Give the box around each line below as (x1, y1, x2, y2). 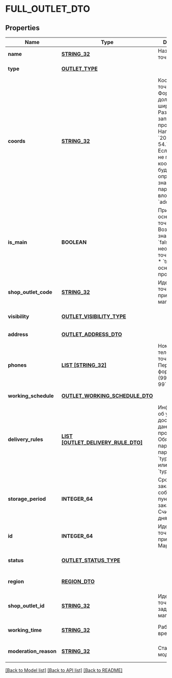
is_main (8, 239, 27, 246)
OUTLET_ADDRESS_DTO (61, 331, 122, 338)
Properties (5, 24, 40, 32)
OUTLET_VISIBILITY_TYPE (61, 313, 126, 320)
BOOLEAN (61, 239, 87, 246)
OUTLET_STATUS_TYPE (61, 557, 120, 564)
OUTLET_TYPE (61, 65, 98, 72)
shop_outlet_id (8, 602, 45, 609)
